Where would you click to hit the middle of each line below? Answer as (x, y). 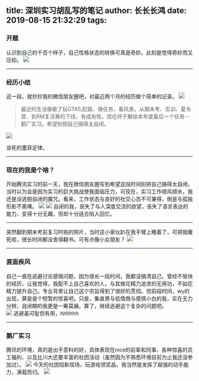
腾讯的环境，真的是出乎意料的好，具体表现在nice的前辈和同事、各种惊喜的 (97, 349)
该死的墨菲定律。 (27, 147)
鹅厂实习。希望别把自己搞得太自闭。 (65, 124)
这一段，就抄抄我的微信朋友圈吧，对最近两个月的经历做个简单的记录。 (92, 96)
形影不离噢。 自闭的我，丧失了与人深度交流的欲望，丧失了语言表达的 (97, 206)
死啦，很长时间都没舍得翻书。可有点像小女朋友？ (66, 240)
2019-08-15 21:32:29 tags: (57, 21)
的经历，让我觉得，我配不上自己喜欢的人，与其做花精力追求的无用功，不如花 (99, 284)
